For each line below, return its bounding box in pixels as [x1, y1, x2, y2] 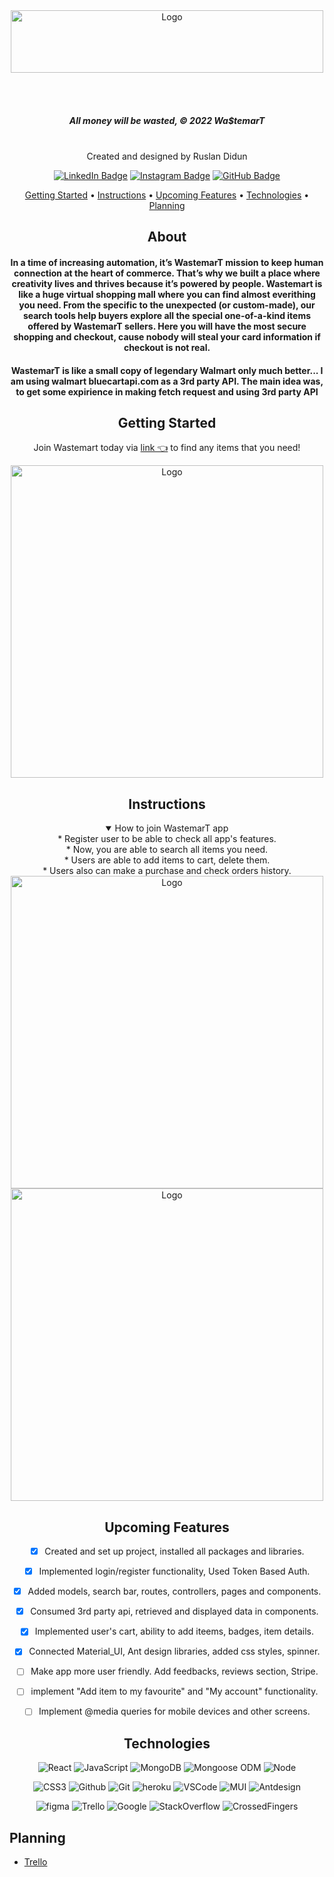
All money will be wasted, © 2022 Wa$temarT [68, 114, 266, 126]
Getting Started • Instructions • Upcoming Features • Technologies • [24, 189, 310, 201]
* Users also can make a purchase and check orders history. [42, 865, 292, 877]
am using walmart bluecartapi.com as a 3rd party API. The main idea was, [10, 375, 324, 387]
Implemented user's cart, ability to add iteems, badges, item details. [34, 1625, 315, 1638]
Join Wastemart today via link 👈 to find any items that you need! [33, 442, 301, 454]
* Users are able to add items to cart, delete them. [63, 854, 271, 866]
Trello [23, 1856, 48, 1868]
